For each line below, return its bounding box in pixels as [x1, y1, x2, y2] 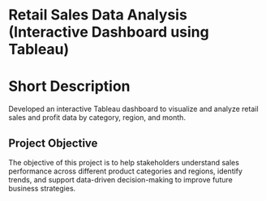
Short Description [8, 77, 131, 96]
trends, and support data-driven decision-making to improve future [8, 174, 233, 184]
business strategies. [8, 183, 76, 193]
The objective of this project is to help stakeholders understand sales [8, 157, 239, 167]
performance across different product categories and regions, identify [8, 166, 243, 176]
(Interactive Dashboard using [8, 23, 209, 41]
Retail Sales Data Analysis [8, 6, 188, 24]
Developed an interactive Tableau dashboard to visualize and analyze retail [8, 104, 259, 114]
